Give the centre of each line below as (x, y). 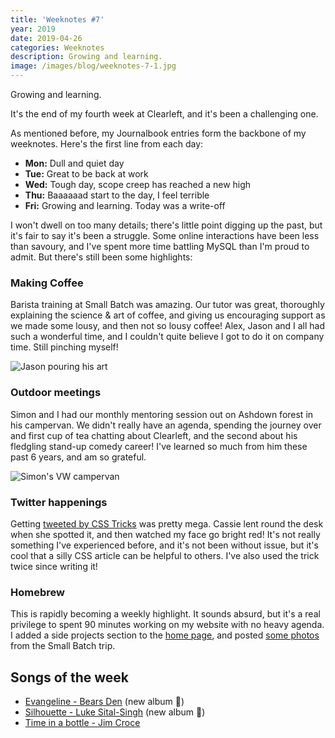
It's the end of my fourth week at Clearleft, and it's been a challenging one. (164, 114)
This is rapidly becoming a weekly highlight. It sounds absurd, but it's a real (165, 614)
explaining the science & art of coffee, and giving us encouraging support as (168, 315)
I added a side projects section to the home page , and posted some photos (165, 635)
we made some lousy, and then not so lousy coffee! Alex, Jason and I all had (168, 326)
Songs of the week (69, 677)
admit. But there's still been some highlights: (101, 257)
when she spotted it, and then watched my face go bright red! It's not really (165, 534)
